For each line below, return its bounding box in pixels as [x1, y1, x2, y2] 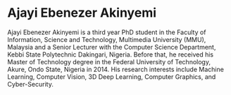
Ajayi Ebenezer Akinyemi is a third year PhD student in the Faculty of [7, 28, 206, 36]
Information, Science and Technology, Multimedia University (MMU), [7, 35, 206, 43]
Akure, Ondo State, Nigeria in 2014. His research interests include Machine [7, 65, 224, 73]
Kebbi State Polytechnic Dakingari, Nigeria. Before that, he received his [7, 50, 213, 59]
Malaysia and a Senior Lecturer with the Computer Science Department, [7, 43, 216, 51]
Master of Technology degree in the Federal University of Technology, [7, 57, 211, 66]
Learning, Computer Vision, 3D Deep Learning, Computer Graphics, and [7, 72, 216, 81]
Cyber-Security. [7, 80, 54, 88]
